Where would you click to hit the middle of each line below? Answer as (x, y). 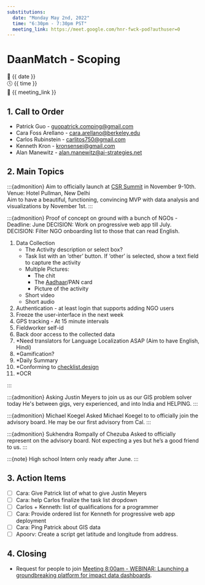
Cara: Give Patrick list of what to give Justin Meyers (81, 493)
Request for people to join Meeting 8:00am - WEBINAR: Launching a (102, 568)
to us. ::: (17, 447)
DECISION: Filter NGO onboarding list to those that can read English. (93, 231)
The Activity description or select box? (74, 249)
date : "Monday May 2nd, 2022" (51, 18)
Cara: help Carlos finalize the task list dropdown (76, 500)
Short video (40, 295)
